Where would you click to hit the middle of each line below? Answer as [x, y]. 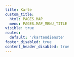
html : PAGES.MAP [26, 19]
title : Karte [18, 10]
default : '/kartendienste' [37, 38]
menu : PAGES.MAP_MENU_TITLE [38, 24]
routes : [13, 33]
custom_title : [20, 14]
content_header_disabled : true [37, 47]
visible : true [20, 28]
